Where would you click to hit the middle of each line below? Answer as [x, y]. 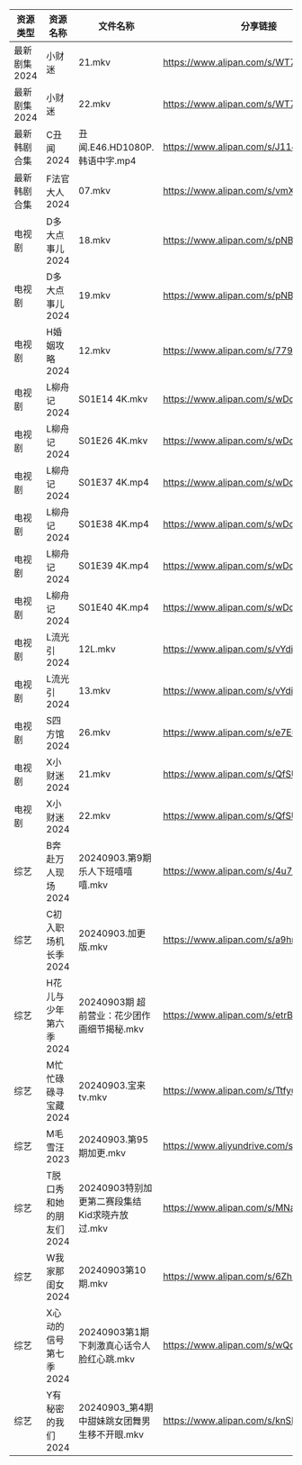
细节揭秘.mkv [116, 1029]
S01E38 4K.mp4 [114, 524]
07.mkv [94, 191]
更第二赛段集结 [110, 1201]
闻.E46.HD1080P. [116, 147]
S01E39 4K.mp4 [114, 565]
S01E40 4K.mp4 [114, 607]
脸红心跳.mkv [107, 1359]
